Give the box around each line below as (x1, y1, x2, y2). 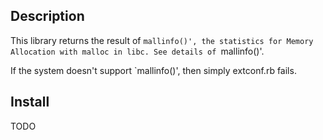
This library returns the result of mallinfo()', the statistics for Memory (10, 34, 314, 46)
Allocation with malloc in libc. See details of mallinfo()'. (10, 45, 265, 57)
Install (10, 94, 50, 111)
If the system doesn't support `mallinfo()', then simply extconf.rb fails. (10, 64, 297, 76)
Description (10, 8, 85, 25)
